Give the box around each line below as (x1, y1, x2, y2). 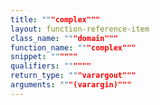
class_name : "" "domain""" (10, 33, 118, 43)
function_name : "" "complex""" (10, 42, 137, 53)
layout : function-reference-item (10, 24, 150, 34)
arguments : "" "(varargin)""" (10, 80, 132, 90)
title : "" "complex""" (10, 14, 101, 25)
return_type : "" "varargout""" (10, 71, 137, 81)
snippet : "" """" (10, 52, 78, 62)
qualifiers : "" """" (10, 61, 92, 71)
